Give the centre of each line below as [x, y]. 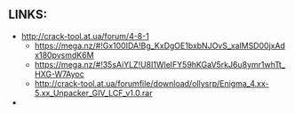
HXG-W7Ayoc [60, 74]
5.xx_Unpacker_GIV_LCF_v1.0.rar [93, 93]
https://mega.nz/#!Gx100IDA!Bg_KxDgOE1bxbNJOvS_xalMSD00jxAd [160, 45]
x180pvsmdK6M [64, 55]
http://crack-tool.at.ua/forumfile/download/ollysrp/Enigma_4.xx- [151, 83]
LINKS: [28, 15]
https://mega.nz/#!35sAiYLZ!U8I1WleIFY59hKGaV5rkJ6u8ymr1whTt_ [160, 64]
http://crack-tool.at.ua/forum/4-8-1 [85, 36]
